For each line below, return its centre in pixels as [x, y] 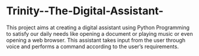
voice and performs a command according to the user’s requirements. [93, 46]
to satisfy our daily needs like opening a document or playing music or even [99, 33]
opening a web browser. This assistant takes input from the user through [96, 40]
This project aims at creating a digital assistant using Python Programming [98, 27]
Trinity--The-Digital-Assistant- [85, 11]
